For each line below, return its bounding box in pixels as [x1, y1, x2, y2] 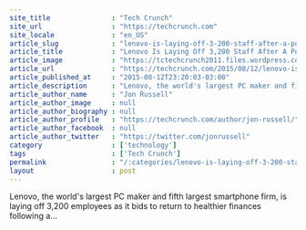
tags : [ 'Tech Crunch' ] [9, 149, 181, 158]
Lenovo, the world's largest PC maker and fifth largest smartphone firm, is [9, 191, 287, 202]
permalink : [9, 157, 117, 167]
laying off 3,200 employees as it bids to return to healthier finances [9, 201, 261, 212]
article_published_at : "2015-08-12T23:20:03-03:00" [9, 73, 230, 82]
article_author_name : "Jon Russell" [9, 89, 173, 99]
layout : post [9, 166, 137, 175]
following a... [9, 211, 57, 222]
